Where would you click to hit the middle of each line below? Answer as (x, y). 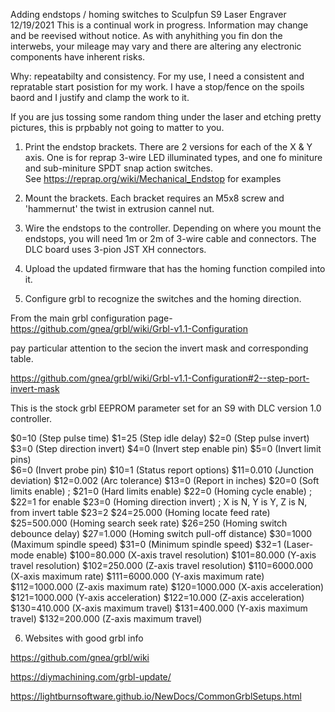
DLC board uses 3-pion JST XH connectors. (115, 249)
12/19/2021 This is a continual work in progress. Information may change (159, 25)
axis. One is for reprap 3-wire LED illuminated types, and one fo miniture (173, 157)
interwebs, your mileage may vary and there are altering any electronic (156, 46)
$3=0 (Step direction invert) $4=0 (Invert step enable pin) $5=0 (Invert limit (166, 448)
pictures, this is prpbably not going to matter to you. (117, 127)
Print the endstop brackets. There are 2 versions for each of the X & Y (168, 147)
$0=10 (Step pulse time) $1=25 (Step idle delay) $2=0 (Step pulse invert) (160, 438)
